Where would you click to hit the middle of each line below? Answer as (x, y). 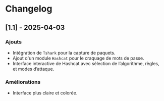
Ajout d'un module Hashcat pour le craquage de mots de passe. (78, 58)
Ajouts (13, 42)
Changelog (29, 9)
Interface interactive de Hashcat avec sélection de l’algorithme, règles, (86, 63)
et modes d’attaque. (33, 69)
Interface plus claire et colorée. (45, 93)
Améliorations (23, 82)
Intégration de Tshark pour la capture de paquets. (64, 53)
